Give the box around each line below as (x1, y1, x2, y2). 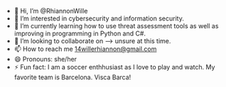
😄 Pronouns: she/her (14, 55, 77, 63)
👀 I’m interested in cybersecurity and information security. (14, 14, 185, 23)
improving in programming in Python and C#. (14, 29, 146, 37)
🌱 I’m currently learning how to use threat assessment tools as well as (14, 22, 219, 30)
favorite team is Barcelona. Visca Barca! (14, 73, 131, 81)
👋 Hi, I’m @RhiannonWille (14, 7, 88, 15)
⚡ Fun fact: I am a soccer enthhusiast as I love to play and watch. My (14, 63, 215, 71)
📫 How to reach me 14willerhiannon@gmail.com (14, 45, 157, 53)
